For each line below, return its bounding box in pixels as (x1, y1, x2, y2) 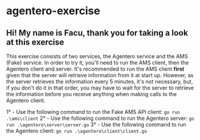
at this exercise (6, 37, 64, 47)
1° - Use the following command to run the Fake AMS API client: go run (6, 109, 180, 115)
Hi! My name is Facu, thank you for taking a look (6, 28, 188, 38)
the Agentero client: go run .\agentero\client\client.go (6, 128, 147, 134)
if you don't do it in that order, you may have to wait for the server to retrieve (6, 84, 194, 91)
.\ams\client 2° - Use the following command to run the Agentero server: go (6, 114, 195, 122)
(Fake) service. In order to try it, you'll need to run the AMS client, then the (6, 59, 189, 66)
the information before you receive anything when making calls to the (6, 91, 177, 97)
